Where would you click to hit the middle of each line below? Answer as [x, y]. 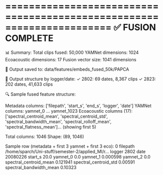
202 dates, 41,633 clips [29, 84]
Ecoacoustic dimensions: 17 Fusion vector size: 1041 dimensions [71, 59]
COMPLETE [29, 38]
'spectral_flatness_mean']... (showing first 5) [51, 127]
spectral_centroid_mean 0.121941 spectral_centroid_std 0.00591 [70, 162]
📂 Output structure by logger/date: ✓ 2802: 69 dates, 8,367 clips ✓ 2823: [81, 79]
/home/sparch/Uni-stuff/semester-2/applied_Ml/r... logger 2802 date [75, 151]
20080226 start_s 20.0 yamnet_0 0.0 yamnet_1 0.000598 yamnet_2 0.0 [78, 157]
